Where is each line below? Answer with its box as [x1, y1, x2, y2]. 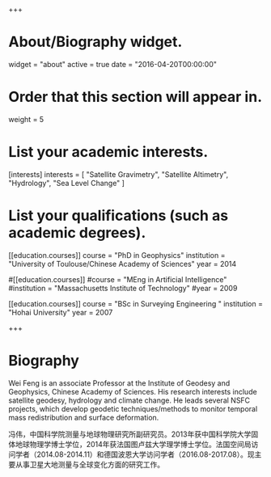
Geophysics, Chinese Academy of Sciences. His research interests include [8, 386, 257, 396]
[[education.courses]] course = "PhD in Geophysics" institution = [8, 250, 226, 260]
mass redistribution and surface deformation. [8, 412, 159, 422]
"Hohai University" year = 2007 [8, 307, 113, 317]
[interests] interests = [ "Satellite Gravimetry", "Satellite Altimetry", [8, 169, 229, 179]
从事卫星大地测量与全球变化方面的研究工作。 [15, 459, 164, 469]
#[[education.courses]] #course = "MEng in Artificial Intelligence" [8, 274, 227, 284]
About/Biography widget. [8, 33, 183, 51]
